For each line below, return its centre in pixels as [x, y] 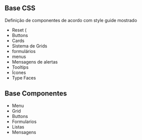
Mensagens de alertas [35, 61]
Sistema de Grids [30, 46]
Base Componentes [36, 94]
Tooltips [20, 67]
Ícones [19, 72]
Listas [18, 126]
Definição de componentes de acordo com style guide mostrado [71, 20]
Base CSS [20, 8]
